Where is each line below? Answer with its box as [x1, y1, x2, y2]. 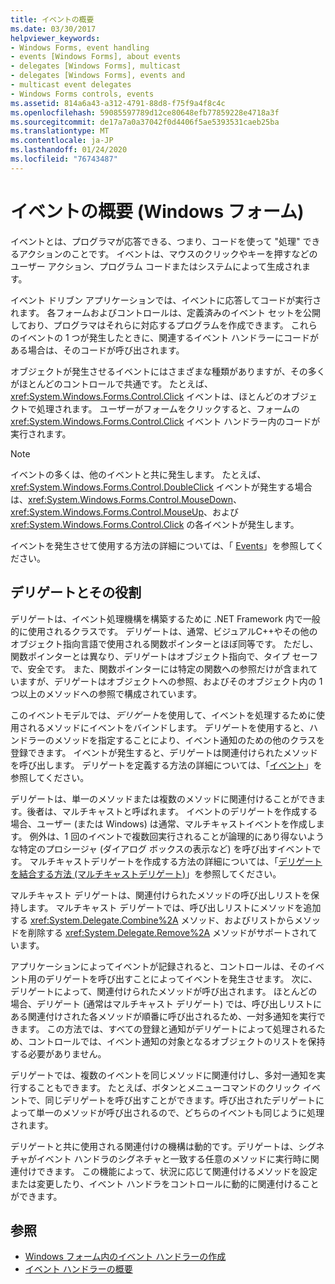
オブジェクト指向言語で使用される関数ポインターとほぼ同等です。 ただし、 [10, 637, 319, 650]
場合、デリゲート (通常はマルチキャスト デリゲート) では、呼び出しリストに [10, 997, 323, 1010]
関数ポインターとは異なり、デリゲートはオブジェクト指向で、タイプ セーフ [10, 650, 318, 662]
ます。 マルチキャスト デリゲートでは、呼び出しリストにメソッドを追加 [27, 901, 322, 913]
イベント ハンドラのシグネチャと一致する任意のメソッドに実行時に [36, 1152, 311, 1165]
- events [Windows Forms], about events [10, 52, 182, 62]
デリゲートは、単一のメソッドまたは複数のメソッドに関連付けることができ [10, 792, 317, 805]
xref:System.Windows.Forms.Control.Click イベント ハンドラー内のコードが [10, 415, 321, 427]
